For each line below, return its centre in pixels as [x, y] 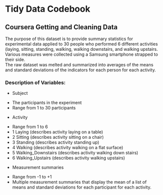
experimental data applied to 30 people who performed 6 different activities [81, 44]
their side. [15, 59]
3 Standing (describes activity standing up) [56, 142]
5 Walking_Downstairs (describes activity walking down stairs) [75, 153]
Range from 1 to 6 [30, 127]
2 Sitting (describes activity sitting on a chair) [58, 137]
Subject [20, 93]
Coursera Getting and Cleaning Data [61, 27]
